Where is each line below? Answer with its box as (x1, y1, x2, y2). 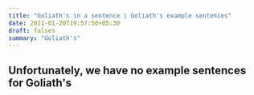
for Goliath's (8, 76, 72, 89)
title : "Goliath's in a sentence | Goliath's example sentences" (8, 11, 231, 20)
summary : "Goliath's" (8, 34, 81, 42)
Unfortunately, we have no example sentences (8, 63, 247, 77)
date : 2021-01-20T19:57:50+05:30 (8, 19, 121, 27)
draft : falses (8, 26, 56, 34)
